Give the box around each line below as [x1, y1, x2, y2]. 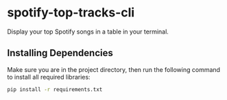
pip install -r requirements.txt [7, 86, 103, 93]
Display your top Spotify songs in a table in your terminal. [7, 27, 169, 36]
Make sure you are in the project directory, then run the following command [7, 65, 221, 73]
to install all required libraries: [7, 73, 91, 81]
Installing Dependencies [7, 47, 113, 59]
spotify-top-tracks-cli [7, 5, 135, 21]
